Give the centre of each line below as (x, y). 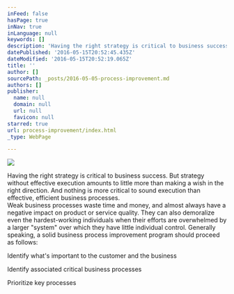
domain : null (32, 105)
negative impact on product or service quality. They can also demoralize (111, 212)
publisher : (23, 91)
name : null (29, 98)
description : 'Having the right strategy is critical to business (106, 46)
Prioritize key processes (42, 283)
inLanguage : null (32, 33)
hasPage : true (28, 20)
